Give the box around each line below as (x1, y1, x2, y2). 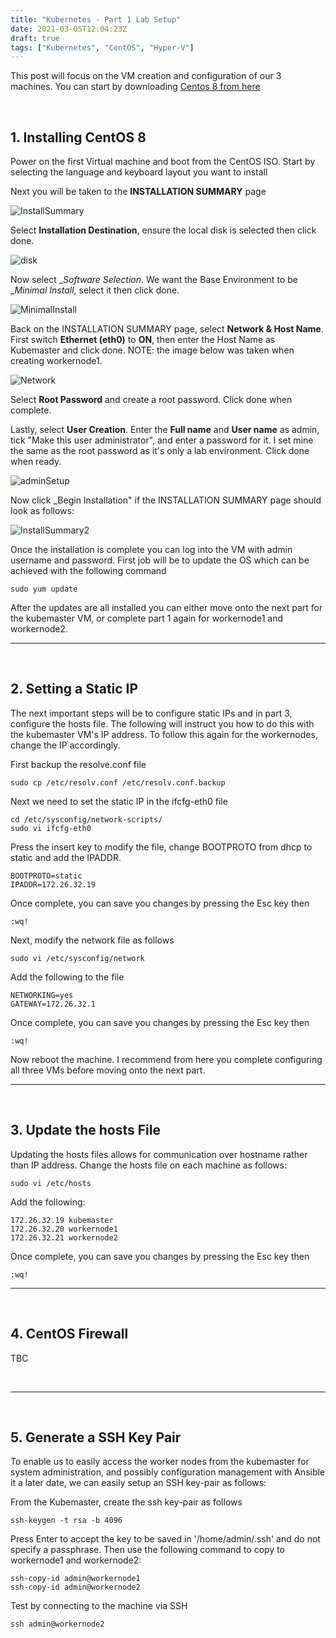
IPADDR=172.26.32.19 (10, 879, 97, 890)
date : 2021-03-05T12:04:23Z (10, 24, 128, 34)
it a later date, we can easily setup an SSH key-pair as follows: (10, 1477, 267, 1489)
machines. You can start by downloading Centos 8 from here (10, 81, 261, 93)
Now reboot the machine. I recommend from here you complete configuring (10, 1053, 323, 1065)
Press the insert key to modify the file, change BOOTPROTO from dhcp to (10, 841, 313, 853)
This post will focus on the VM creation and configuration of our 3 (10, 70, 282, 82)
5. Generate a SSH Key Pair (10, 1429, 182, 1446)
